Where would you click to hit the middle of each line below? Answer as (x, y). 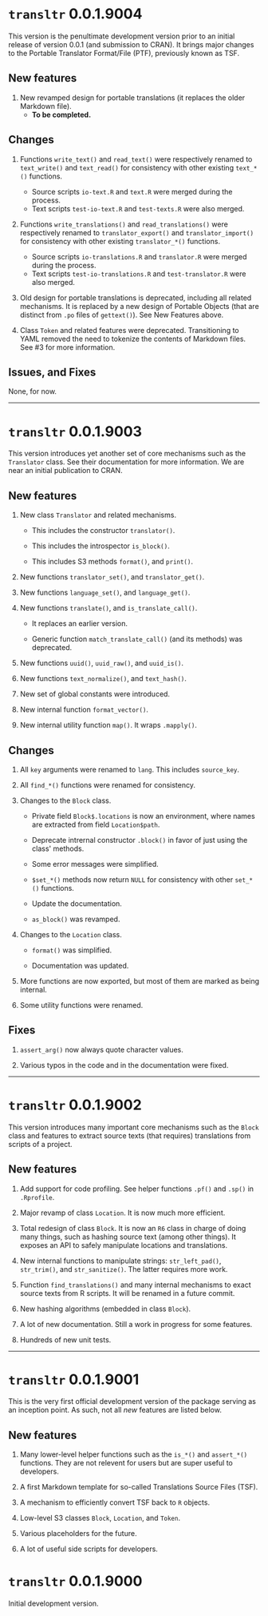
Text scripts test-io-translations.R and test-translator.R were (139, 274)
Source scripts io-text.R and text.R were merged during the (132, 191)
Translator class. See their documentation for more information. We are (126, 462)
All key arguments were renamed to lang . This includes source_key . (130, 769)
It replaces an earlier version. (79, 624)
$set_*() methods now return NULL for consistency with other (132, 879)
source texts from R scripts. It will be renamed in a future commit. (127, 1293)
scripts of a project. (41, 1144)
